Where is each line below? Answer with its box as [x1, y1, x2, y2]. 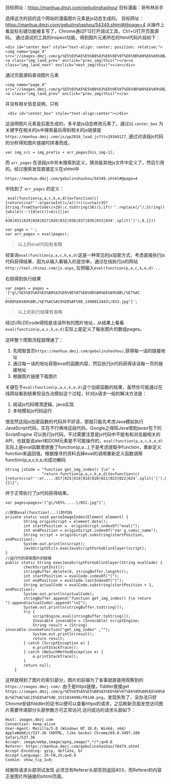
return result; [32, 636, 65, 641]
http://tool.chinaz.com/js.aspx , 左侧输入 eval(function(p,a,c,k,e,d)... [5, 265, 160, 271]
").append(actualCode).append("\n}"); [5, 600, 88, 605]
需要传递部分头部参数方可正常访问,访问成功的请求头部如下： [9, 707, 136, 713]
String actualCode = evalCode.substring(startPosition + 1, [23, 582, 154, 587]
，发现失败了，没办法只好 [103, 694, 157, 700]
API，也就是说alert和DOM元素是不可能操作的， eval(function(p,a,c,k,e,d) [5, 438, 163, 444]
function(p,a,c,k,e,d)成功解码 [5, 457, 66, 463]
